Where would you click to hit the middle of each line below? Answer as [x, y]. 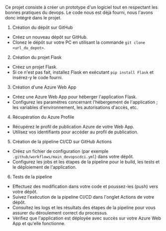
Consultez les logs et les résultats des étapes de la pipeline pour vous [84, 208]
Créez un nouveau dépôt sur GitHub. [50, 37]
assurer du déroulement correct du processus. [60, 213]
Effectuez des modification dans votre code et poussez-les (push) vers [85, 186]
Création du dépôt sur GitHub [42, 27]
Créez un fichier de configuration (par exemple [60, 151]
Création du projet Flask [37, 57]
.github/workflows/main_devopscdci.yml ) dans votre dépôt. [73, 157]
